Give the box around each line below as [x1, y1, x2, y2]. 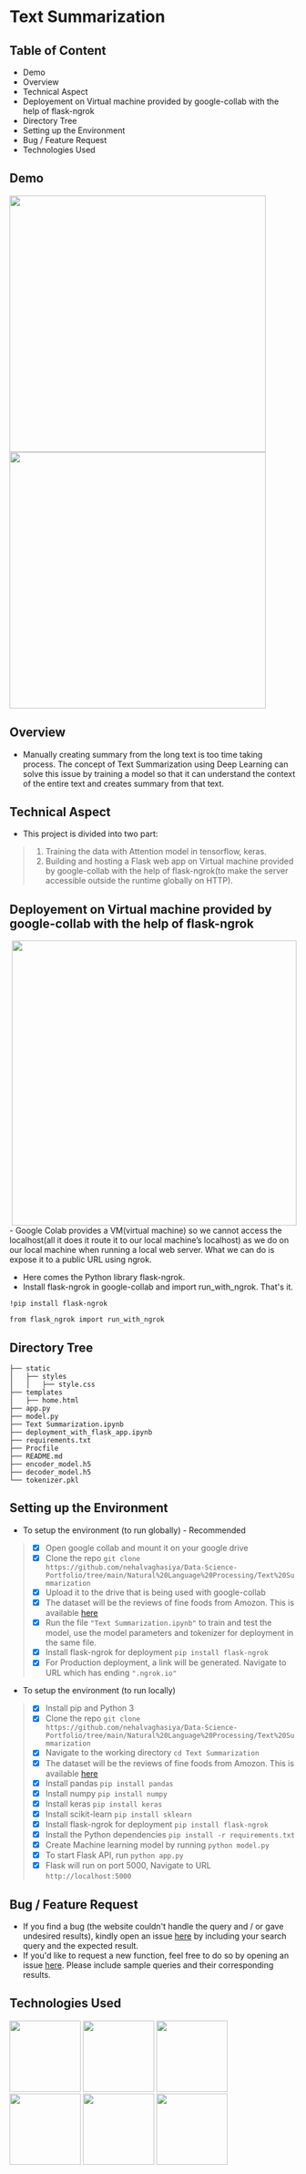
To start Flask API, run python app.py [45, 1849, 184, 1860]
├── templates [9, 1388, 64, 1397]
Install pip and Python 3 [45, 1703, 135, 1713]
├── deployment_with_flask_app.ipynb [9, 1428, 153, 1437]
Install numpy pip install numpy [45, 1787, 168, 1798]
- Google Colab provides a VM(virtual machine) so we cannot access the [9, 1225, 282, 1237]
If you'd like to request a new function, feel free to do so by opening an [22, 1950, 290, 1961]
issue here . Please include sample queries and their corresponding [22, 1959, 274, 1971]
